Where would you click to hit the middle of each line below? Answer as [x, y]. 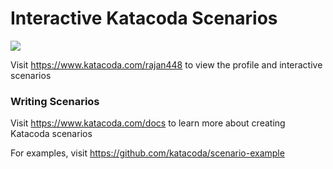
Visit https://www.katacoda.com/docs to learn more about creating [148, 123]
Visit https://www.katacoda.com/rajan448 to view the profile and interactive [166, 64]
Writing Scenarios [55, 101]
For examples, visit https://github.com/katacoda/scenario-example [147, 153]
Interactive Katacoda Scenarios [144, 18]
